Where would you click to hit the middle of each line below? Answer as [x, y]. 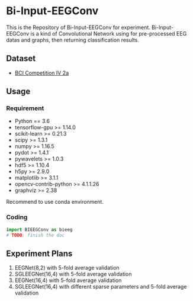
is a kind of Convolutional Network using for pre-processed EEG [109, 33]
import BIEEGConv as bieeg [39, 229]
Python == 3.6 [32, 121]
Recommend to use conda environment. [55, 202]
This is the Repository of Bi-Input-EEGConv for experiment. [78, 27]
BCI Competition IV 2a [42, 73]
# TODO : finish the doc [36, 235]
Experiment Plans [39, 253]
